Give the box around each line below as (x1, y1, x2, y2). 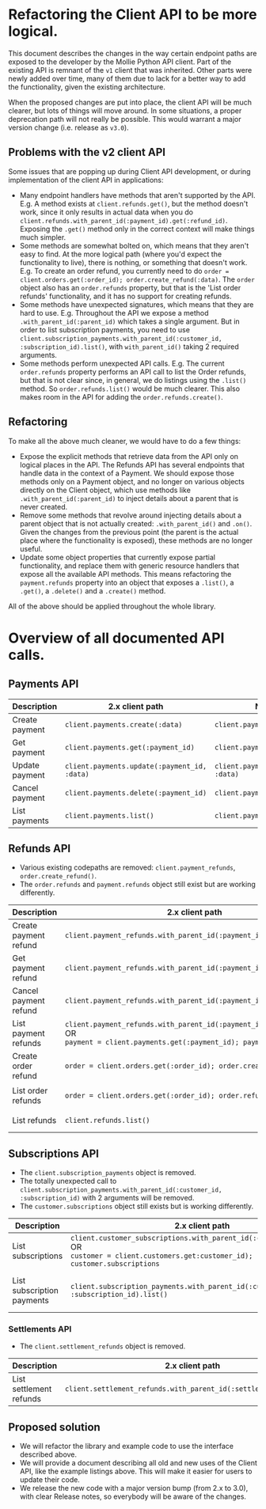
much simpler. (19, 232, 66, 242)
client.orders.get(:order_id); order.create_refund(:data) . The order (19, 275, 255, 284)
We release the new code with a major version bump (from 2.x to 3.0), (19, 1484, 249, 1493)
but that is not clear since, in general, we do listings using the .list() (19, 375, 247, 385)
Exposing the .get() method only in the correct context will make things (19, 224, 255, 233)
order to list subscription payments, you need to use (19, 324, 190, 334)
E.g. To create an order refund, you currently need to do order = (19, 266, 230, 275)
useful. (19, 544, 43, 553)
